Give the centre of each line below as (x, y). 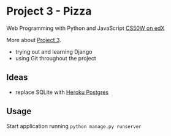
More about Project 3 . (34, 40)
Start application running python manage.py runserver (74, 126)
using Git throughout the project (55, 58)
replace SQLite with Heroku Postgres (62, 92)
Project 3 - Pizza (49, 11)
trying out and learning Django (54, 52)
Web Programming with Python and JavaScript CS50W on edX (85, 28)
